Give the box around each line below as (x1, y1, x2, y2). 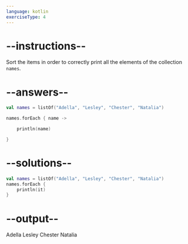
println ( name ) (16, 126, 51, 132)
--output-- (6, 212, 59, 225)
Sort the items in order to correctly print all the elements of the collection (6, 59, 182, 66)
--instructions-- (6, 39, 86, 53)
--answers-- (6, 86, 69, 99)
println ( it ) (16, 187, 46, 192)
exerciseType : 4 (6, 14, 46, 20)
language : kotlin (6, 8, 49, 15)
